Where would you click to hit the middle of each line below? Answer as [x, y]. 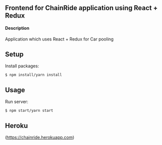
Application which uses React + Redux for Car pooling [59, 39]
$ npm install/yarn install [34, 75]
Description [17, 28]
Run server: [17, 102]
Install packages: [22, 66]
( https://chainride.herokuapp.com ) [40, 137]
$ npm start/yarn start [29, 111]
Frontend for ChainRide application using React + [81, 8]
